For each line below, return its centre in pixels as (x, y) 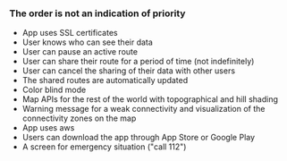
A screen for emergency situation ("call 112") (104, 147)
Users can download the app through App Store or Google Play (139, 138)
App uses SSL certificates (70, 33)
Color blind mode (54, 90)
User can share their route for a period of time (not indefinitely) (138, 62)
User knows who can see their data (88, 42)
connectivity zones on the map (79, 118)
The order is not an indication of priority (97, 13)
